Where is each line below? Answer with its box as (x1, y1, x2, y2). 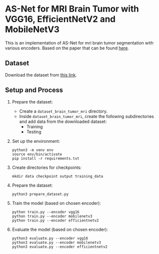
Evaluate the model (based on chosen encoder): (12, 226, 108, 232)
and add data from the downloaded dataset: (19, 119, 107, 124)
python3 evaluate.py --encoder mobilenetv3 (12, 240, 101, 245)
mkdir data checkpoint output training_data (12, 174, 103, 179)
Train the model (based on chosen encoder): (12, 200, 101, 206)
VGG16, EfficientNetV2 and (5, 14, 116, 25)
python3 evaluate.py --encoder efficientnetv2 (12, 244, 108, 249)
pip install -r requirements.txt (12, 156, 80, 161)
